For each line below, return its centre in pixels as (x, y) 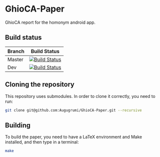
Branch (16, 51)
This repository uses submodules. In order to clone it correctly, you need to (80, 96)
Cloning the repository (40, 85)
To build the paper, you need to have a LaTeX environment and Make (73, 137)
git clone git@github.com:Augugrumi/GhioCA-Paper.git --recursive (73, 110)
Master (16, 59)
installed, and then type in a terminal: (42, 142)
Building (18, 125)
